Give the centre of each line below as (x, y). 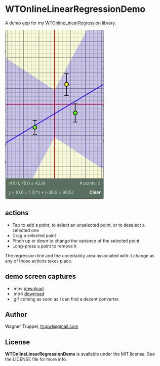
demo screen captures (41, 276)
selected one (25, 230)
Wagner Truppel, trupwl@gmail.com (42, 326)
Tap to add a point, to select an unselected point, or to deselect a (78, 225)
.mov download (28, 288)
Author (16, 314)
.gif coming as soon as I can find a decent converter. (66, 299)
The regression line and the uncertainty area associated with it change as (80, 255)
